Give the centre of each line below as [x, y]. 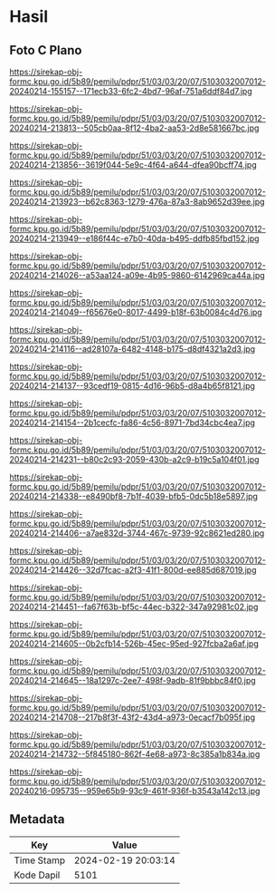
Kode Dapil [37, 875]
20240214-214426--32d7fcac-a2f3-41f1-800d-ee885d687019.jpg [133, 570]
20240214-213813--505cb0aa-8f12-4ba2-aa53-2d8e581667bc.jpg [134, 128]
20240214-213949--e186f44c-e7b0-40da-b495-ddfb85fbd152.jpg [134, 238]
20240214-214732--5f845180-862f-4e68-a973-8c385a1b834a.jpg [135, 754]
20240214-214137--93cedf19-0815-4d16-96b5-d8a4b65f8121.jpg [133, 386]
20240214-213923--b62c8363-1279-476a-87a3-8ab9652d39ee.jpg [137, 202]
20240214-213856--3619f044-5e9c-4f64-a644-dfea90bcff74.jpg [133, 165]
